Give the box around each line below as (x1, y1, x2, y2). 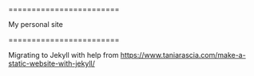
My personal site (8, 20, 64, 28)
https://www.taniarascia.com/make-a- (120, 51, 246, 59)
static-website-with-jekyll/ (8, 59, 96, 68)
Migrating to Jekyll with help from (8, 51, 119, 59)
